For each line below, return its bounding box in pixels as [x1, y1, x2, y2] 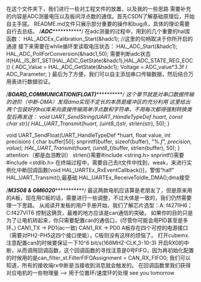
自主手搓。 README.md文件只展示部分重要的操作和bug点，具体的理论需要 [6, 20, 190, 27]
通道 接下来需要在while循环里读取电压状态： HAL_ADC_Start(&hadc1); [6, 43, 178, 50]
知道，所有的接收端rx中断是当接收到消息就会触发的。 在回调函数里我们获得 [6, 262, 191, 269]
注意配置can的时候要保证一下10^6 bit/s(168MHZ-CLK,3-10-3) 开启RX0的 [6, 239, 184, 246]
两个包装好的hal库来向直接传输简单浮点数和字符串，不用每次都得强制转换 [6, 106, 187, 113]
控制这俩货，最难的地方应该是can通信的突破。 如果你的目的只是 [35, 209, 193, 216]
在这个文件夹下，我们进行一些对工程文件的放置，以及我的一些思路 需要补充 [6, 5, 191, 12]
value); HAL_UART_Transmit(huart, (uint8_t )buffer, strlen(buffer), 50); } [6, 145, 181, 151]
